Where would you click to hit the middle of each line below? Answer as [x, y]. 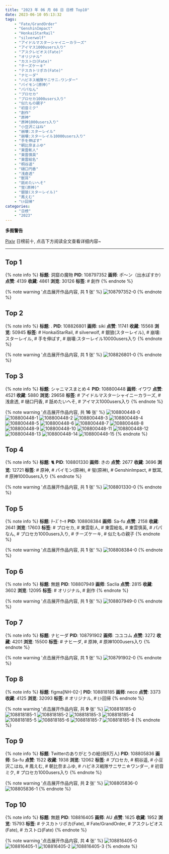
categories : [18, 206]
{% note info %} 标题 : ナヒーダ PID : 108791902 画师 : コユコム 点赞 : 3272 [80, 635]
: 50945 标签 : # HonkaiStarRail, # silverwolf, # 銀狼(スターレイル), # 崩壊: [85, 332]
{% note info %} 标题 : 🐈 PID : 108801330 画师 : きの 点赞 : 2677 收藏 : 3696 [81, 462]
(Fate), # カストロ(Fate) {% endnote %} [46, 830]
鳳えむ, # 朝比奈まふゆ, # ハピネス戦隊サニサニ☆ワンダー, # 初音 [97, 766]
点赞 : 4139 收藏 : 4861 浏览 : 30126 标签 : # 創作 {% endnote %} [69, 281]
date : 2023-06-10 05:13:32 [33, 15]
